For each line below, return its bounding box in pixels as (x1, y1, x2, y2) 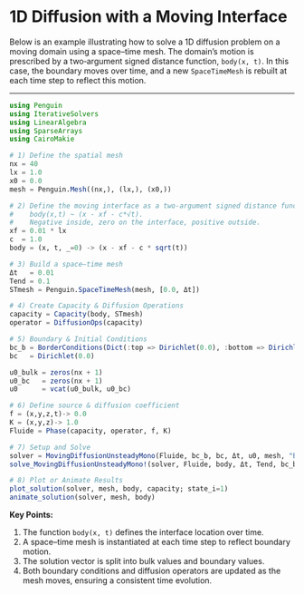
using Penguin (9, 101, 63, 110)
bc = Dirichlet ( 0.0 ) (9, 351, 95, 360)
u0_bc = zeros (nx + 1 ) (9, 376, 103, 385)
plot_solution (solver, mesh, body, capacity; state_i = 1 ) (9, 484, 229, 493)
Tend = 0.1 (9, 277, 51, 286)
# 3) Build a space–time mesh (9, 259, 124, 268)
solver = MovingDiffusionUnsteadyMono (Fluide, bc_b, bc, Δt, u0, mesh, (9, 451, 285, 460)
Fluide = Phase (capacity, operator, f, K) (9, 426, 172, 435)
